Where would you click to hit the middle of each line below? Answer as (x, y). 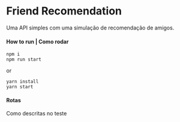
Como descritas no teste (37, 114)
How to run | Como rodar (37, 41)
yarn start (20, 87)
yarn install (22, 82)
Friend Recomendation (64, 11)
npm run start (24, 59)
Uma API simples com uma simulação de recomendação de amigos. (90, 28)
